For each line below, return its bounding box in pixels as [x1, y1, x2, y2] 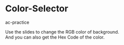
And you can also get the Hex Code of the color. [5, 34, 105, 40]
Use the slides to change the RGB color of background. [5, 29, 119, 35]
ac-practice [5, 19, 30, 25]
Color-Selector [5, 3, 69, 14]
